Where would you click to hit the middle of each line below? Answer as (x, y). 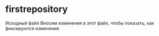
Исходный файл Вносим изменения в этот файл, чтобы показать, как (80, 23)
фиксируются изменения (32, 28)
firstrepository (37, 9)
